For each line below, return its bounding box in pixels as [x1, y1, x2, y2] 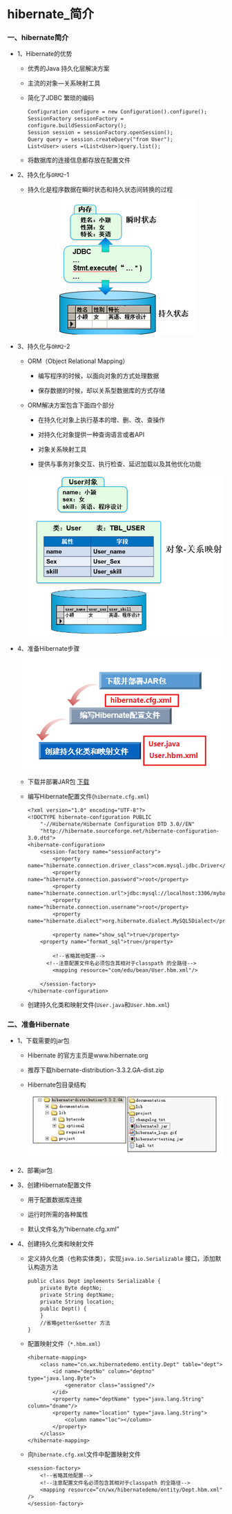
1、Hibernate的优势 [17, 50, 72, 58]
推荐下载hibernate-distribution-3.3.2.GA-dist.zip [27, 1066, 164, 1074]
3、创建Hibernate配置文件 [17, 1181, 92, 1190]
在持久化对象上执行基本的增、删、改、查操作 [37, 416, 166, 424]
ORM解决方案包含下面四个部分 [27, 401, 115, 409]
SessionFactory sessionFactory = [27, 116, 124, 122]
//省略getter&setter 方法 [40, 1320, 110, 1327]
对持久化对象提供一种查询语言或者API [37, 430, 145, 439]
